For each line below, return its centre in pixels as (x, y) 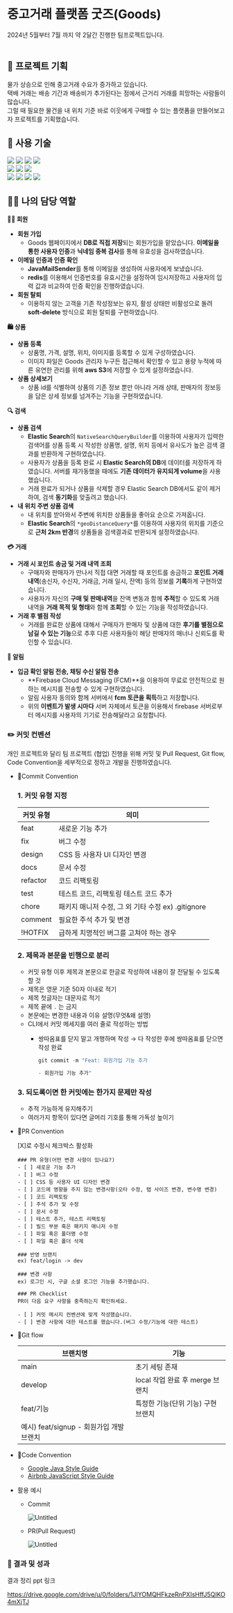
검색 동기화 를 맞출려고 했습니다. (85, 497)
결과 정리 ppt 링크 (31, 1580)
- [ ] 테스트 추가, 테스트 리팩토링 (61, 1219)
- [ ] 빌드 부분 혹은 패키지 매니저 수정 (68, 1227)
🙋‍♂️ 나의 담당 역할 (42, 201)
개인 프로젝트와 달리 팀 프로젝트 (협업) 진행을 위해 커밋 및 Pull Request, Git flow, (116, 753)
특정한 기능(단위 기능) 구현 (176, 1404)
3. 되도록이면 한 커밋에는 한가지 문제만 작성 (85, 1092)
